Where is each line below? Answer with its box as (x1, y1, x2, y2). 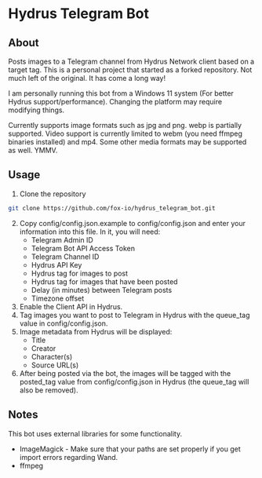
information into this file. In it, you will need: (19, 227, 161, 236)
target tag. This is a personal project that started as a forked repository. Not (8, 65, 253, 75)
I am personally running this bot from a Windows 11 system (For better (8, 89, 234, 98)
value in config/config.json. (19, 319, 108, 328)
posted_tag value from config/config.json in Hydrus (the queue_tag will (19, 377, 249, 386)
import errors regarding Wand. (19, 452, 118, 462)
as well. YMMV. (8, 146, 58, 155)
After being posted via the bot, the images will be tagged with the (19, 368, 231, 378)
